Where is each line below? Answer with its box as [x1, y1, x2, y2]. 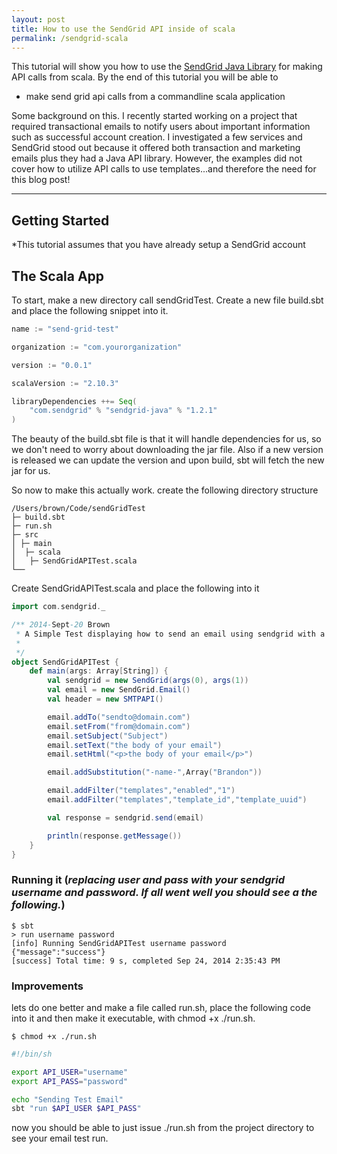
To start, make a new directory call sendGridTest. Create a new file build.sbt [11, 294, 324, 306]
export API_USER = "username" [11, 1067, 129, 1077]
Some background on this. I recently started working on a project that [11, 110, 298, 122]
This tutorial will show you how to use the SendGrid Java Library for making [11, 61, 323, 73]
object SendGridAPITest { [11, 657, 119, 667]
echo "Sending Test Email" [11, 1094, 124, 1105]
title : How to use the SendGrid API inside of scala [11, 24, 236, 34]
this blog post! [11, 174, 71, 186]
